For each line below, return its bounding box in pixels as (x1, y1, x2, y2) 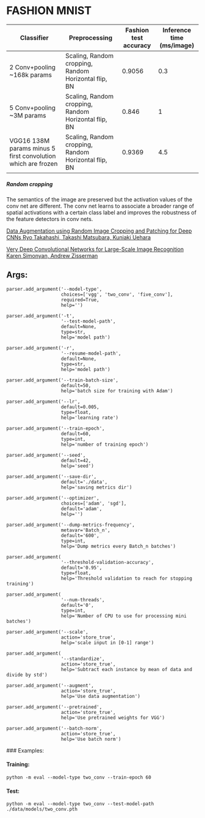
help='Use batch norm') (60, 736, 121, 742)
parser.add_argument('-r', (6, 345, 75, 351)
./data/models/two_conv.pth (6, 806, 78, 812)
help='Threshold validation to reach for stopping (60, 575, 192, 582)
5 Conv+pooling (9, 103, 56, 112)
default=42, (60, 457, 92, 463)
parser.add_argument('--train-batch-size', (6, 377, 119, 383)
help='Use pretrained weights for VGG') (60, 715, 165, 721)
